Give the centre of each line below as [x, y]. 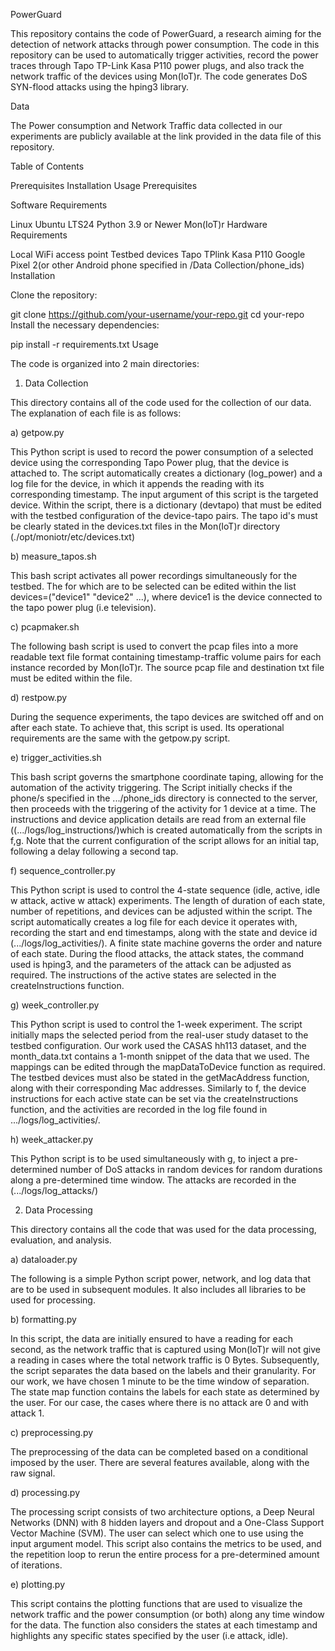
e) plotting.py [38, 1584]
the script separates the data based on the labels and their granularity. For [163, 1370]
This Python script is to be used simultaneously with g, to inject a [144, 1158]
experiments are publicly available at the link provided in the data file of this [166, 136]
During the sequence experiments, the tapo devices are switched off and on [167, 717]
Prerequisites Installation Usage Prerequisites [104, 185]
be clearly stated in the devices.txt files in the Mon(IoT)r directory [145, 526]
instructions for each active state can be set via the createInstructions [154, 1098]
